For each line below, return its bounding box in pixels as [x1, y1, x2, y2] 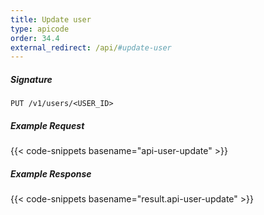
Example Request [10, 119, 85, 131]
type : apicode [10, 24, 70, 34]
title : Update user [10, 14, 92, 25]
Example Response [10, 167, 92, 180]
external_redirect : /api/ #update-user [10, 42, 172, 53]
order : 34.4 [10, 33, 60, 43]
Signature [10, 73, 53, 85]
